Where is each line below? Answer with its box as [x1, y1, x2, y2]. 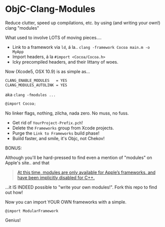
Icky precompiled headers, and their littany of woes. [12, 59, 119, 65]
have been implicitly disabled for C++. [17, 174, 95, 181]
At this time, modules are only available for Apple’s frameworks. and [17, 169, 156, 175]
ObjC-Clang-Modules [5, 3, 95, 15]
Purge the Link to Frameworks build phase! [12, 130, 100, 136]
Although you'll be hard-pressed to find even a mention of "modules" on [5, 154, 152, 160]
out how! [5, 189, 23, 195]
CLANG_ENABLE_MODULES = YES [5, 78, 68, 83]
